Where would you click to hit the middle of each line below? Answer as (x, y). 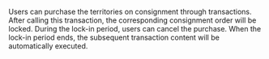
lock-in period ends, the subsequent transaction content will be (114, 37)
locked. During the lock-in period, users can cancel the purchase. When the (135, 29)
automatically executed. (48, 46)
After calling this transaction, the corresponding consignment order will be (132, 20)
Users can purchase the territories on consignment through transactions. (130, 12)
